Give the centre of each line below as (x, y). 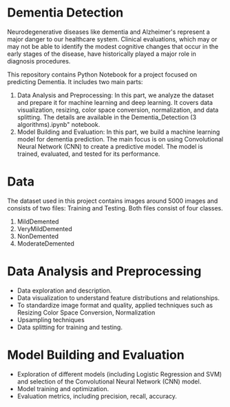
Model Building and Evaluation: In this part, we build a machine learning (118, 132)
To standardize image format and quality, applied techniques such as (115, 305)
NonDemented (38, 236)
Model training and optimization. (63, 388)
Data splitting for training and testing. (70, 327)
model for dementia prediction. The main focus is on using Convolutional (120, 139)
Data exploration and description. (64, 290)
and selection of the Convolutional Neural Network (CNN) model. (109, 381)
